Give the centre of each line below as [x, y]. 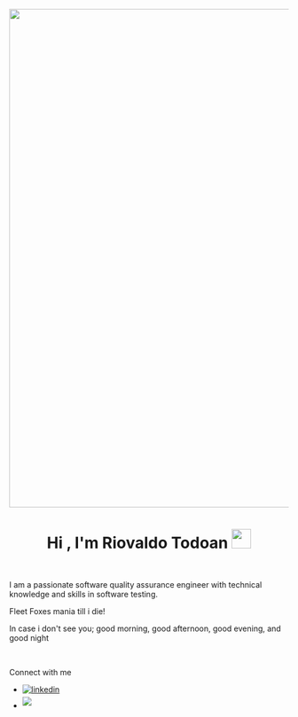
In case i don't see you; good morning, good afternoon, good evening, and [145, 628]
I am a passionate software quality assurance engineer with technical [136, 584]
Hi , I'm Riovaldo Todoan [137, 543]
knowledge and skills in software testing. [83, 594]
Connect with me [40, 672]
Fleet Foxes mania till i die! [57, 611]
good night [29, 637]
